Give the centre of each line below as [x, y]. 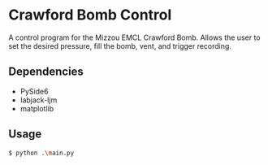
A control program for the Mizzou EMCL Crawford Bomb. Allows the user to [134, 37]
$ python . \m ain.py [41, 153]
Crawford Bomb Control [90, 15]
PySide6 [34, 91]
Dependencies [46, 72]
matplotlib [37, 108]
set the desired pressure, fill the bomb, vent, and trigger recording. [120, 46]
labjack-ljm [39, 100]
